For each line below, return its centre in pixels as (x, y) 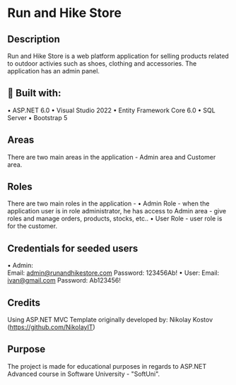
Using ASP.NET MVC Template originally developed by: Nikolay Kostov (110, 320)
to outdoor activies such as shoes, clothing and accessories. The (102, 64)
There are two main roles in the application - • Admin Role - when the (108, 203)
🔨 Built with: (34, 93)
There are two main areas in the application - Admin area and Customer (112, 157)
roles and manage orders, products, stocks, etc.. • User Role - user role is (115, 219)
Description (34, 39)
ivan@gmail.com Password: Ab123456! (64, 280)
